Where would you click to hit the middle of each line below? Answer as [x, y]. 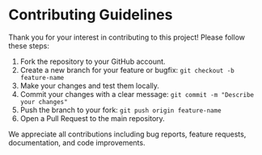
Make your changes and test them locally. [90, 86]
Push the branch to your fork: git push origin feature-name [120, 110]
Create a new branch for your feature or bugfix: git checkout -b [127, 69]
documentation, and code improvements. [77, 142]
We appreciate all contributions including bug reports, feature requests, [127, 134]
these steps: [29, 45]
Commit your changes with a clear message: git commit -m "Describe [137, 94]
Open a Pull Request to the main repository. [93, 118]
